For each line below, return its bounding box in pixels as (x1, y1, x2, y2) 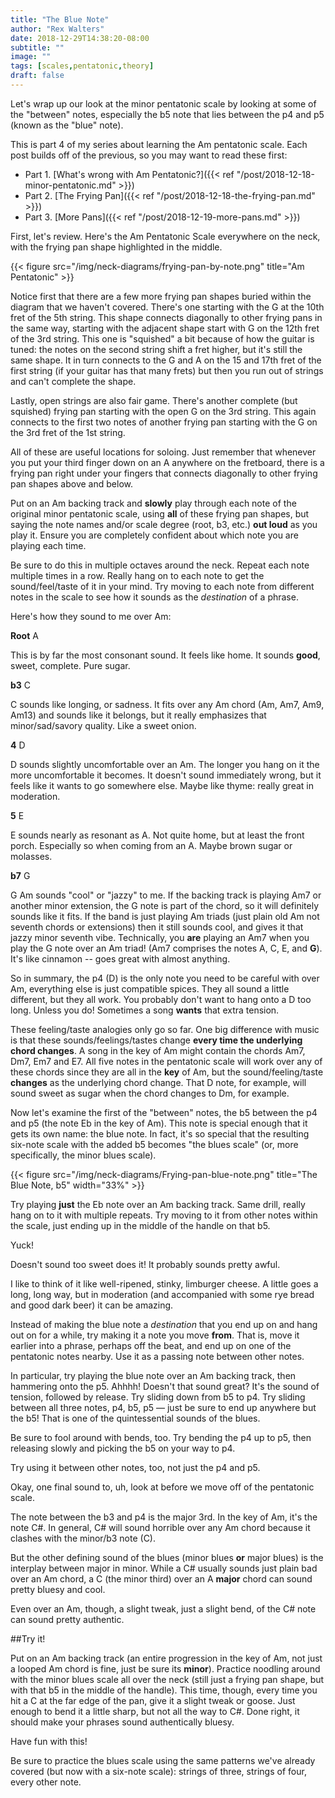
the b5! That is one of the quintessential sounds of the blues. (10, 1412, 261, 1424)
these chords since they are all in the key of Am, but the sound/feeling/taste (10, 1066, 324, 1078)
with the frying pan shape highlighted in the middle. (10, 241, 223, 253)
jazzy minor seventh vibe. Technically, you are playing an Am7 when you (10, 931, 310, 943)
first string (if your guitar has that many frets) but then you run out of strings (10, 364, 324, 376)
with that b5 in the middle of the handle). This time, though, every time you (10, 1684, 318, 1696)
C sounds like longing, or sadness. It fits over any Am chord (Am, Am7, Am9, (10, 698, 325, 710)
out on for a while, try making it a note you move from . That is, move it (10, 1329, 300, 1341)
